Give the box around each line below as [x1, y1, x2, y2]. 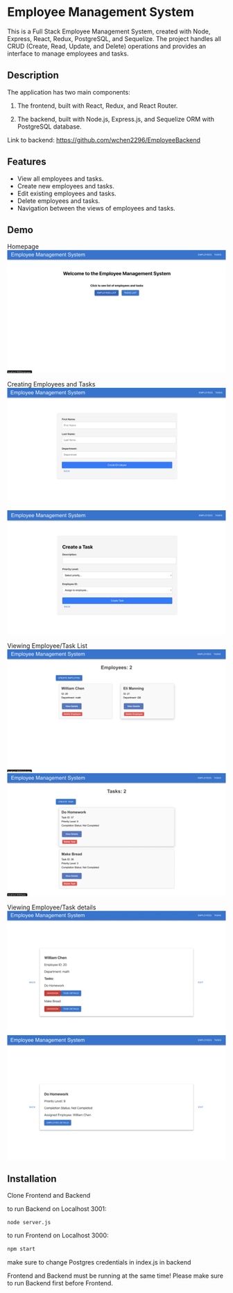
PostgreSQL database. [17, 122, 82, 131]
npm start [7, 1246, 36, 1253]
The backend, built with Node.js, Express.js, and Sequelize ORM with [17, 115, 215, 123]
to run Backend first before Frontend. [7, 1279, 113, 1287]
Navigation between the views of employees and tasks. [17, 204, 175, 212]
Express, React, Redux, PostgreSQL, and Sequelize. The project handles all [7, 34, 222, 42]
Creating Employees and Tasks [7, 380, 96, 389]
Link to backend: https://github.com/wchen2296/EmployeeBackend [7, 136, 201, 144]
